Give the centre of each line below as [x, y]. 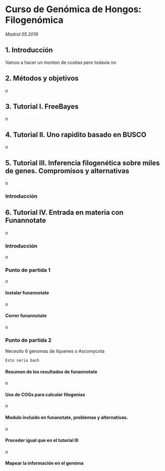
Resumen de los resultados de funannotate [51, 372]
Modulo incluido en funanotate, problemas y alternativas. [67, 418]
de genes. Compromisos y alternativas [67, 171]
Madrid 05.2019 [22, 34]
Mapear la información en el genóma [44, 463]
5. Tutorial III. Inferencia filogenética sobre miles [82, 163]
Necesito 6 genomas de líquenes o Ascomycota [55, 351]
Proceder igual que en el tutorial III [42, 441]
